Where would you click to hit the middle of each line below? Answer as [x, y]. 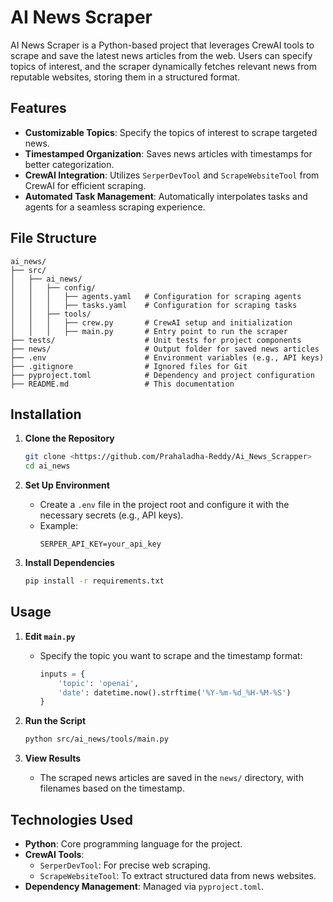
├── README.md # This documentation [122, 384]
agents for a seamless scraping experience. [115, 207]
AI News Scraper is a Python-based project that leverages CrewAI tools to [162, 45]
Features [38, 108]
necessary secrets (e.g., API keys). [111, 515]
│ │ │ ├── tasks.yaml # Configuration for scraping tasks [154, 305]
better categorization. [69, 164]
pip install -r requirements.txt [94, 581]
